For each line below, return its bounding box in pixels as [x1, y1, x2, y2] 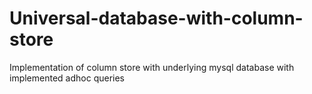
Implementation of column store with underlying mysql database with [9, 61, 295, 73]
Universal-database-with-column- [9, 7, 304, 30]
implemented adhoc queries [9, 72, 125, 84]
